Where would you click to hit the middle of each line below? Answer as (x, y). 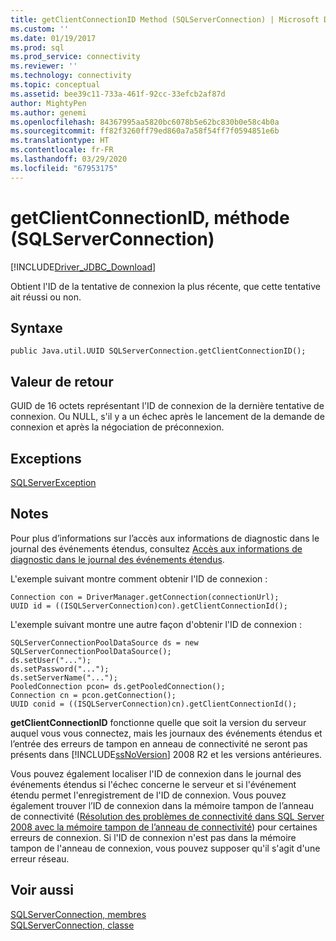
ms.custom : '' (40, 29)
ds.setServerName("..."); (64, 677)
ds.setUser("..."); (51, 660)
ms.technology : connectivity (71, 76)
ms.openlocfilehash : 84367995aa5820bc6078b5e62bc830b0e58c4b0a (145, 122)
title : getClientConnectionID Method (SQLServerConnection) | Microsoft (165, 19)
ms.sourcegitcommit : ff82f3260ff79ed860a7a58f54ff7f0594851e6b (145, 131)
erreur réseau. (40, 858)
